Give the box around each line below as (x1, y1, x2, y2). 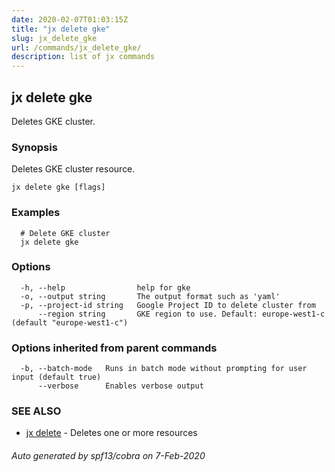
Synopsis (11, 140, 58, 154)
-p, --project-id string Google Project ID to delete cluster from (20, 300, 316, 310)
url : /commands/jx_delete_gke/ (11, 42, 142, 53)
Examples (11, 206, 61, 220)
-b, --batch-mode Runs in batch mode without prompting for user (20, 364, 308, 374)
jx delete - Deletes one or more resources (25, 427, 198, 439)
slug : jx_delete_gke (11, 33, 98, 43)
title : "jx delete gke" (11, 24, 111, 34)
